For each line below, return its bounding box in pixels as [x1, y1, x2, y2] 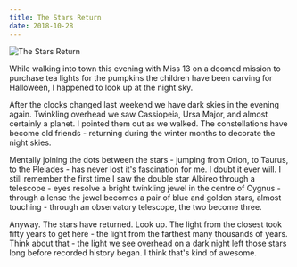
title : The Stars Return [9, 12, 102, 22]
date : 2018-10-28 [9, 21, 74, 30]
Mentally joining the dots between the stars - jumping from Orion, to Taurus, [9, 154, 289, 165]
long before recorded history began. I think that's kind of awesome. [9, 247, 257, 258]
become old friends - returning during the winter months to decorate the [9, 127, 276, 138]
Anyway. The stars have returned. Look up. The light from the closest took [9, 219, 283, 230]
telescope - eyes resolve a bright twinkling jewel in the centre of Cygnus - [9, 182, 281, 193]
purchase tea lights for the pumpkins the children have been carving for [9, 72, 273, 83]
